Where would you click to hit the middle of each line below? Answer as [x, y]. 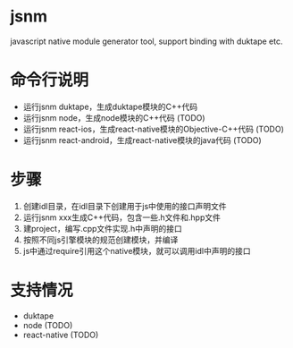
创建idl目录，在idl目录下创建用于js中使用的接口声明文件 [125, 206]
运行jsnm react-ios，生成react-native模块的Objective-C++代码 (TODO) [154, 129]
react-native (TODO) [61, 335]
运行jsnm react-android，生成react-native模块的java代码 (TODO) [142, 140]
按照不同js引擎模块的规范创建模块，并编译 [100, 240]
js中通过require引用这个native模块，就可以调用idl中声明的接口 [137, 250]
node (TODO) [48, 325]
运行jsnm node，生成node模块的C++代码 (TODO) [114, 117]
